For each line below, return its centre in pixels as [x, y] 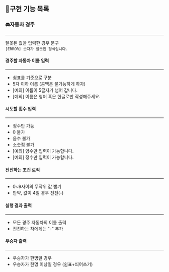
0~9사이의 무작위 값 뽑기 [37, 187]
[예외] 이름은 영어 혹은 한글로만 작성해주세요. [56, 96]
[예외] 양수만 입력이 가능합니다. [43, 151]
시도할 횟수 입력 [21, 109]
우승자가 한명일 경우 [32, 258]
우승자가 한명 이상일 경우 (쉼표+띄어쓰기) [53, 264]
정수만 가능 [23, 126]
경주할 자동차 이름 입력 [27, 61]
